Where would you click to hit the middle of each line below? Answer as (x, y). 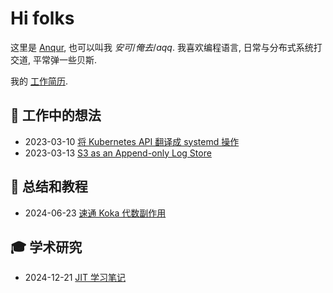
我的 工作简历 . (39, 81)
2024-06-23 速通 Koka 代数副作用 (95, 213)
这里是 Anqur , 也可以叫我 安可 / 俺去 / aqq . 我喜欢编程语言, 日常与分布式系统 (162, 47)
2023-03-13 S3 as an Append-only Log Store (118, 153)
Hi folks (42, 18)
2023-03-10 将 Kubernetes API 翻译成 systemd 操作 (132, 141)
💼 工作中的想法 (56, 115)
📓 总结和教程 (49, 187)
